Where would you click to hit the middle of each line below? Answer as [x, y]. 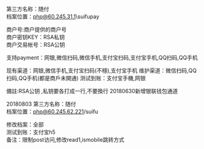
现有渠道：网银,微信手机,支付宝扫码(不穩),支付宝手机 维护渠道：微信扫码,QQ [101, 71]
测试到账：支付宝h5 [31, 132]
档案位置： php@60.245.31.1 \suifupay [53, 16]
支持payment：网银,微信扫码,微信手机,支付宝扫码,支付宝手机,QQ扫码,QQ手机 [102, 57]
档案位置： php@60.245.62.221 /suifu [52, 112]
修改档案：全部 [25, 124]
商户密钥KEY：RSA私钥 [36, 37]
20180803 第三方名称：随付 [41, 104]
